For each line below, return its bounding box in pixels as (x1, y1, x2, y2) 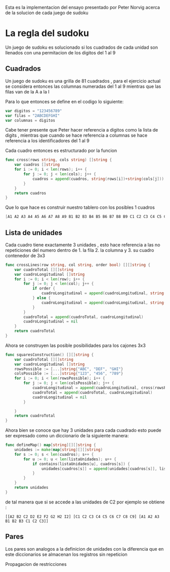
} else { (32, 296, 51, 301)
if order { (32, 286, 56, 291)
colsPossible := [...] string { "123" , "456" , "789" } (14, 371, 123, 376)
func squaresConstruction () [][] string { (5, 352, 94, 357)
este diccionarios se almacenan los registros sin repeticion (5, 551, 127, 557)
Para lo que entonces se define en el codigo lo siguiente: (5, 99, 124, 105)
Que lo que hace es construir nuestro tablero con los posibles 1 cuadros (5, 204, 155, 210)
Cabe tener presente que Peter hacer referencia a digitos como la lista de (5, 127, 158, 133)
